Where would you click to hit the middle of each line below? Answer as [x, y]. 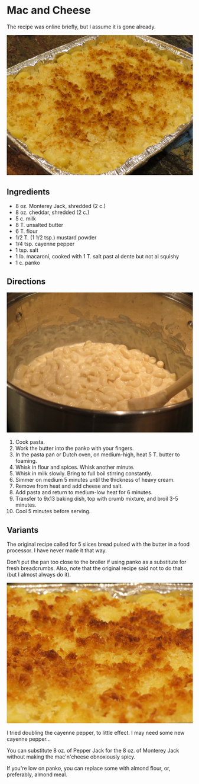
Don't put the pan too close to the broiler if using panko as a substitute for [97, 562]
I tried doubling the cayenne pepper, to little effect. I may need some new [96, 732]
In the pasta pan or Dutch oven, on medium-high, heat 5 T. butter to [97, 455]
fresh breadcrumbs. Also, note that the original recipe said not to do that [94, 568]
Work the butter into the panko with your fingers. [74, 449]
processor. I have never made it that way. [57, 551]
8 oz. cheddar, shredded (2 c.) [52, 212]
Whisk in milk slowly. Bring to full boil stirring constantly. [84, 473]
